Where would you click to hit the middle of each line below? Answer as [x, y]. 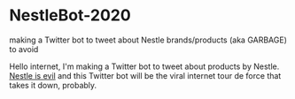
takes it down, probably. [53, 85]
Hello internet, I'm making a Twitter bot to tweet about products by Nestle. [144, 66]
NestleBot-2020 [70, 15]
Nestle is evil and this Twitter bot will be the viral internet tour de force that [145, 75]
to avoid [24, 49]
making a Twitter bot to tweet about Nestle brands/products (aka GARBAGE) [148, 40]
